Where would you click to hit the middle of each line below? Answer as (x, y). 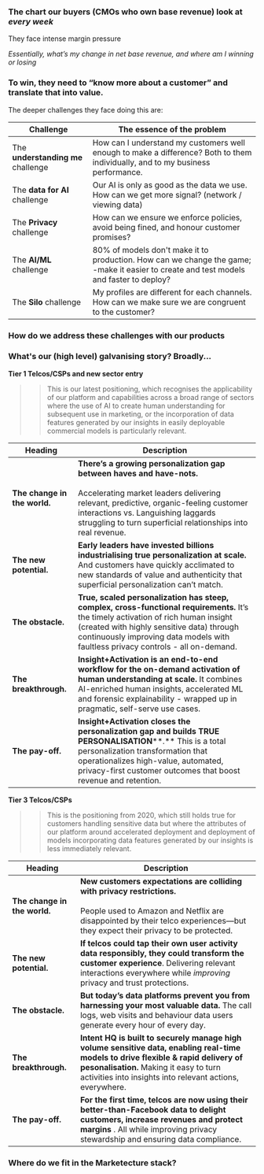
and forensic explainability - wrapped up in (158, 698)
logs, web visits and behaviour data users (156, 1015)
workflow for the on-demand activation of (159, 669)
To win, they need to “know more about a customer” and (118, 83)
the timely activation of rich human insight (156, 617)
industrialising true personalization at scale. (162, 555)
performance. (117, 172)
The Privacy (35, 222)
